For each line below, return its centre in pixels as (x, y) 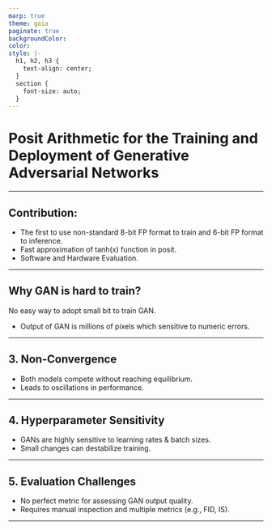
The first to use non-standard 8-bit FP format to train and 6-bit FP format (142, 232)
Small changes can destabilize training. (85, 448)
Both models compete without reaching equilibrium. (106, 379)
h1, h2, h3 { (38, 61)
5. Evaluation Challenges (72, 481)
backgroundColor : (38, 38)
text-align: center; (57, 69)
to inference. (41, 241)
